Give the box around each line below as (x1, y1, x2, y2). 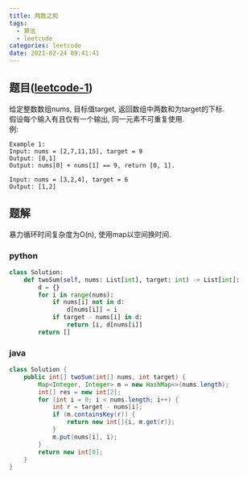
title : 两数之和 (9, 11, 59, 20)
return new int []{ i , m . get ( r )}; (66, 418, 175, 426)
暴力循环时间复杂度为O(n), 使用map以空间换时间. (9, 229, 171, 239)
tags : (9, 19, 27, 27)
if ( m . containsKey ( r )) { (51, 410, 136, 419)
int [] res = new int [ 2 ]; (38, 388, 121, 396)
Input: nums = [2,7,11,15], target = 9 (9, 147, 143, 156)
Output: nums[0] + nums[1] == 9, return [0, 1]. (9, 161, 175, 169)
